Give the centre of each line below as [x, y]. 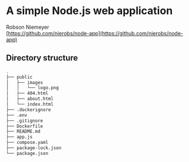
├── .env [17, 115]
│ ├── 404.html [27, 93]
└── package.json [27, 153]
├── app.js [19, 137]
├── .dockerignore [28, 110]
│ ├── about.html [30, 99]
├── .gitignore [25, 121]
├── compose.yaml [27, 143]
